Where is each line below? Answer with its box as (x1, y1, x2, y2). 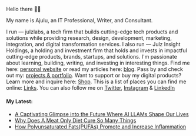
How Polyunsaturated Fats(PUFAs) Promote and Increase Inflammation (14, 123, 187, 130)
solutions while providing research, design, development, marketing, (6, 35, 172, 41)
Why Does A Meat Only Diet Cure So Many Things (14, 117, 137, 124)
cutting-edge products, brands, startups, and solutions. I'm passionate (6, 53, 178, 60)
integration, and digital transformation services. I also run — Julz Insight (6, 41, 181, 47)
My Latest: (6, 97, 33, 105)
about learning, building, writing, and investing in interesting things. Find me (6, 59, 190, 66)
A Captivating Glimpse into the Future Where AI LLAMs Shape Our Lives (14, 111, 190, 118)
